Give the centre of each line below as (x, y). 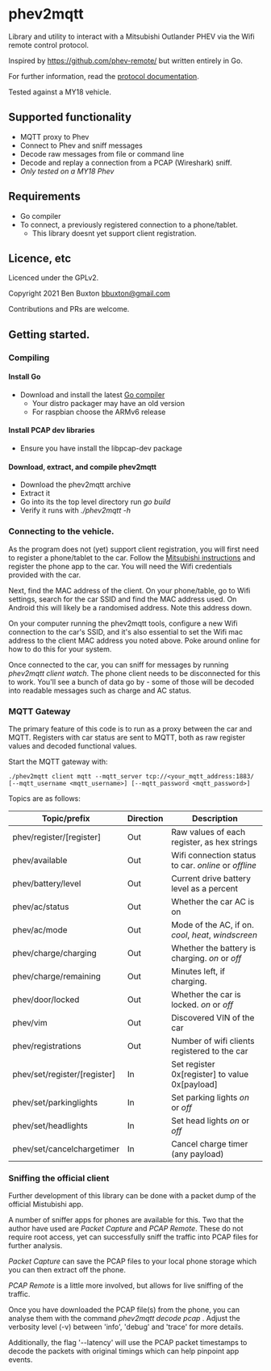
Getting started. (49, 335)
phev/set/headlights (50, 1126)
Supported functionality (70, 117)
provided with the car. (45, 575)
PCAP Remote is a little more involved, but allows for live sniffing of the (126, 1285)
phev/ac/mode (40, 929)
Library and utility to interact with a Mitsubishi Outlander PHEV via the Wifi (132, 36)
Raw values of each (208, 832)
